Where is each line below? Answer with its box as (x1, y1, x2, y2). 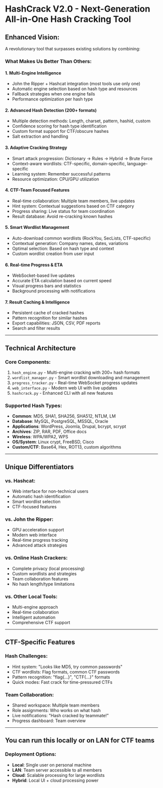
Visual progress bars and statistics (12, 283, 81, 289)
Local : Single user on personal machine (12, 762, 92, 768)
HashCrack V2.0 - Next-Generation (5, 3, 150, 15)
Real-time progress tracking (12, 537, 68, 543)
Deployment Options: (5, 751, 57, 757)
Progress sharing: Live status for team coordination (12, 208, 115, 214)
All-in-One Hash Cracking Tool (5, 14, 131, 25)
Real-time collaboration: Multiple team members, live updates (12, 198, 135, 204)
